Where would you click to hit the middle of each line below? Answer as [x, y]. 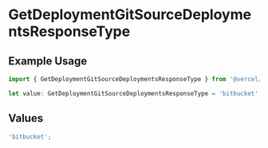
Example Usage [48, 61]
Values [26, 118]
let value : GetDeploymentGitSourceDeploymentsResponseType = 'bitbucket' [134, 93]
